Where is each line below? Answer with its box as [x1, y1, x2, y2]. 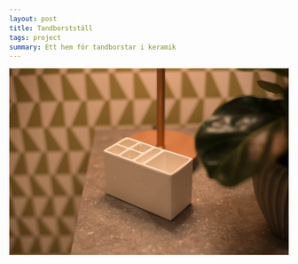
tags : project [9, 33, 62, 42]
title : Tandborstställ [9, 23, 93, 33]
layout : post [9, 14, 58, 23]
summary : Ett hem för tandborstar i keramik [9, 43, 176, 52]
